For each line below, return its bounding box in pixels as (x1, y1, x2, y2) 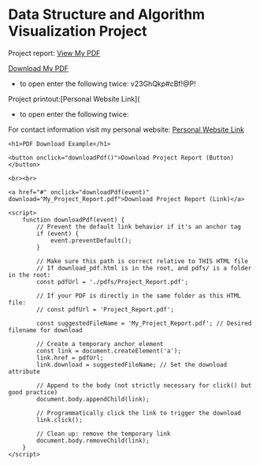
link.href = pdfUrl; (36, 353, 104, 362)
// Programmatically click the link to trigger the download (36, 408, 242, 417)
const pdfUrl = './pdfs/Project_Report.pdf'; (36, 278, 189, 285)
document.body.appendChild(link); (36, 395, 150, 403)
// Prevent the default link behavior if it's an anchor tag (36, 222, 242, 230)
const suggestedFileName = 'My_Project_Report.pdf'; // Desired (36, 319, 252, 327)
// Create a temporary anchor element (36, 340, 164, 348)
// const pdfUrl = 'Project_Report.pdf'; (36, 305, 175, 313)
